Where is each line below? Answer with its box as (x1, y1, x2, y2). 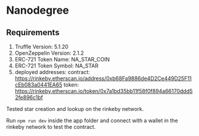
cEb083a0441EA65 (14, 81, 63, 88)
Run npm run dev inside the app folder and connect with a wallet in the (6, 117, 178, 124)
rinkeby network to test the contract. (6, 123, 96, 130)
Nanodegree (6, 4, 70, 17)
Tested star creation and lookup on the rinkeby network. (6, 106, 144, 112)
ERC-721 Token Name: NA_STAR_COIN (14, 56, 110, 63)
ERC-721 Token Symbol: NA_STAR (14, 62, 99, 69)
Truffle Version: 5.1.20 (14, 43, 69, 50)
